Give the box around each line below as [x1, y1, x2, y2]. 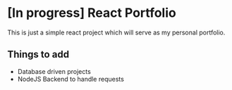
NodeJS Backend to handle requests [17, 75, 125, 83]
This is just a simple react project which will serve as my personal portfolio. [7, 28, 226, 37]
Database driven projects [17, 67, 92, 75]
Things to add [7, 49, 69, 60]
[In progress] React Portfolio [7, 5, 176, 21]
